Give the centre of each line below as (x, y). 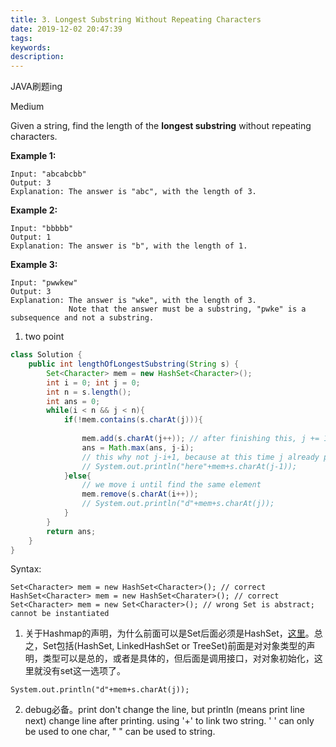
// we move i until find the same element (171, 485)
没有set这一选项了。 (84, 671)
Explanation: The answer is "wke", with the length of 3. (133, 301)
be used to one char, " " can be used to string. (120, 732)
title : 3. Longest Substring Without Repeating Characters (136, 19)
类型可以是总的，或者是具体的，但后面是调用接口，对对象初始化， (178, 658)
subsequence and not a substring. (82, 318)
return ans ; (71, 531)
